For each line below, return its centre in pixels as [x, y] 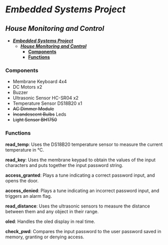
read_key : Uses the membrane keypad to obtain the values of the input [80, 160]
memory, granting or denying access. [45, 237]
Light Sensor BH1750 [35, 120]
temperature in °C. [25, 149]
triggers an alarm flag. [29, 196]
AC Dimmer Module [33, 109]
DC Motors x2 [27, 87]
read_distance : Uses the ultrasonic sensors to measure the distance [78, 206]
